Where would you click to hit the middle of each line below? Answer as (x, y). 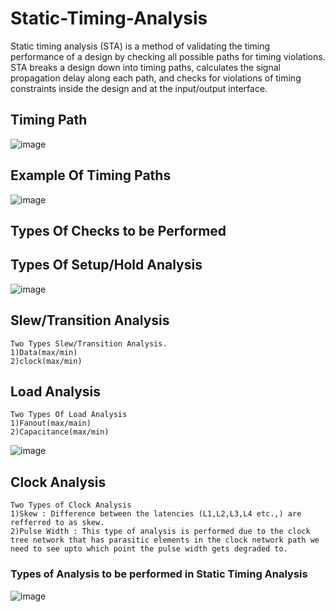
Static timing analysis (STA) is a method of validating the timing (140, 46)
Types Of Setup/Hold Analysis (106, 265)
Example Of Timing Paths (91, 175)
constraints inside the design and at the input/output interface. (139, 88)
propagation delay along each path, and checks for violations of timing (156, 78)
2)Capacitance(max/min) (60, 432)
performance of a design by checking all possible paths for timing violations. (168, 56)
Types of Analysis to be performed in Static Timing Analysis (159, 574)
